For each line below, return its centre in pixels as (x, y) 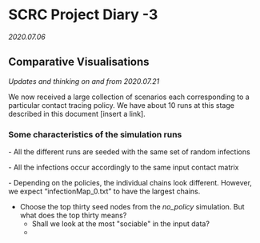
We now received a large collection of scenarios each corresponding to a (129, 97)
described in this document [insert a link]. (77, 114)
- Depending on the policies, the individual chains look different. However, (130, 183)
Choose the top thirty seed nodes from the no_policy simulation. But (132, 207)
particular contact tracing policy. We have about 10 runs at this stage (121, 105)
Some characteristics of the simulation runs (95, 134)
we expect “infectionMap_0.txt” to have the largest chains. (104, 191)
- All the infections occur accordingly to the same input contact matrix (124, 167)
